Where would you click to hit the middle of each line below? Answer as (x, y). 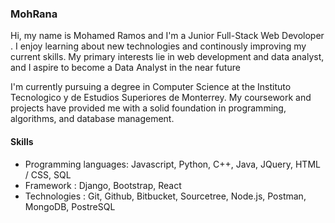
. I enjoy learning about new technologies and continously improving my (158, 46)
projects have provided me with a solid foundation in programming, (148, 108)
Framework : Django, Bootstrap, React (103, 185)
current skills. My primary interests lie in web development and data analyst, (167, 57)
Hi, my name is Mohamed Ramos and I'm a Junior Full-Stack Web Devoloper (167, 36)
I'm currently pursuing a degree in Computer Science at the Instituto (151, 87)
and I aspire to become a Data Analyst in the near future (125, 68)
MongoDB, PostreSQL (70, 206)
